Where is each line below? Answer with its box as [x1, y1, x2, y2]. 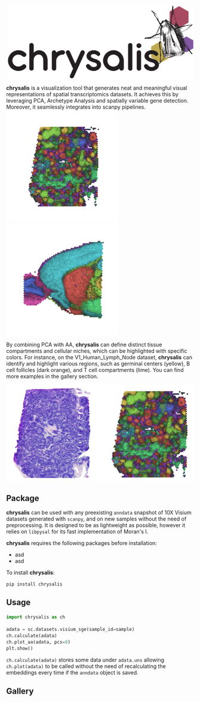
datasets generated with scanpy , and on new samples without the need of [6, 515, 187, 522]
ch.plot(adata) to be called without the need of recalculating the [6, 663, 166, 670]
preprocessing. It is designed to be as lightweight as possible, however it [6, 521, 186, 528]
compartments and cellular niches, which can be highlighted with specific [6, 347, 187, 355]
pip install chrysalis [6, 581, 63, 587]
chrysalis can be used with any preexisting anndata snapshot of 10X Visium [6, 509, 192, 516]
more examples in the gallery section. [6, 373, 99, 380]
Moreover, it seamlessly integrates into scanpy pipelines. [6, 103, 146, 110]
